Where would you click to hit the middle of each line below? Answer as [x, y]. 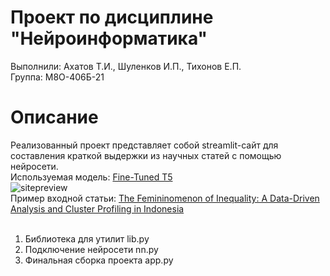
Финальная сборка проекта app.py [99, 260]
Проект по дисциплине [112, 17]
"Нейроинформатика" [109, 38]
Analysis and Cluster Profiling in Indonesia [97, 208]
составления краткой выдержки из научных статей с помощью [146, 155]
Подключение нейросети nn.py [91, 249]
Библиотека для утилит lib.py [87, 238]
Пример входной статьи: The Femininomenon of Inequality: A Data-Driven [165, 198]
